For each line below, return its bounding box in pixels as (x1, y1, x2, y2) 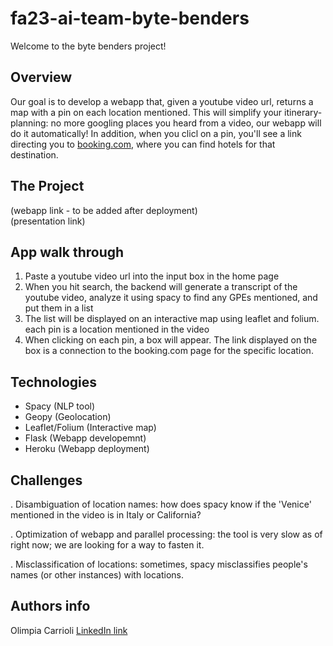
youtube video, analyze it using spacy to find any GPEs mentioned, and (24, 292, 318, 304)
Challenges (10, 472, 83, 489)
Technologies (10, 373, 98, 391)
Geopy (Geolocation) (24, 411, 112, 423)
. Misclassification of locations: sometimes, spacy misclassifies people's (10, 558, 308, 570)
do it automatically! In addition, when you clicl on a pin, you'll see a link (10, 127, 302, 139)
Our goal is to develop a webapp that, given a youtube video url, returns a (10, 95, 314, 107)
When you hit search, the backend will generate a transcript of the (24, 281, 298, 293)
